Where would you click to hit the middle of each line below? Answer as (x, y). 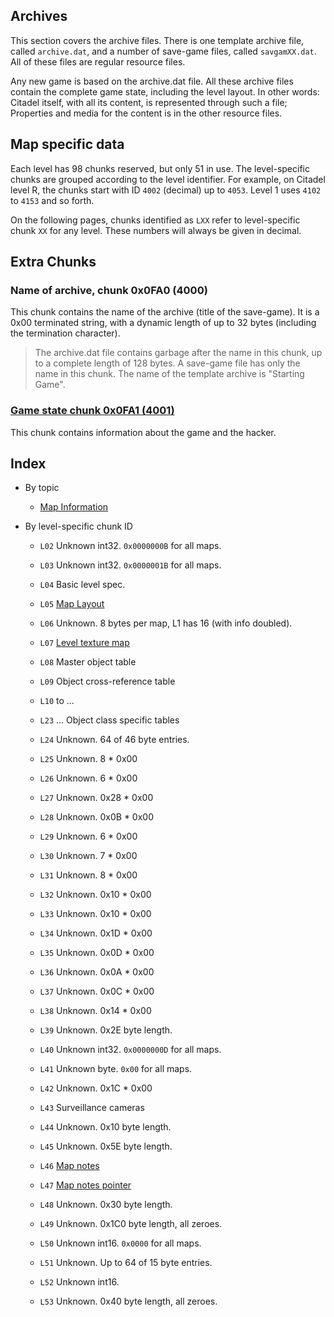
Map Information (74, 507)
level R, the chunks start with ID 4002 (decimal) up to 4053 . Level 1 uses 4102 (166, 190)
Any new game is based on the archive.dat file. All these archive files (152, 81)
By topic (42, 488)
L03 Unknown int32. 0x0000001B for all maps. (130, 565)
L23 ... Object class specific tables (109, 720)
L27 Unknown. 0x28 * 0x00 (96, 798)
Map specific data (67, 144)
